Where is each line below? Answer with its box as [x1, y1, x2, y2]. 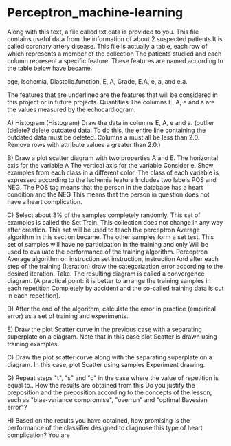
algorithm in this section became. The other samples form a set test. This [7, 232, 214, 241]
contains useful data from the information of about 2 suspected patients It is [7, 34, 223, 43]
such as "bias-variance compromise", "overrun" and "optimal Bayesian [7, 395, 208, 403]
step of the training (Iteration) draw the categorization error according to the [7, 262, 223, 270]
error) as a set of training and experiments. [7, 311, 129, 320]
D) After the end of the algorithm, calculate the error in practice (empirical [7, 304, 217, 313]
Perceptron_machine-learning [7, 5, 184, 21]
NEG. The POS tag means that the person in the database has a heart [7, 183, 203, 191]
